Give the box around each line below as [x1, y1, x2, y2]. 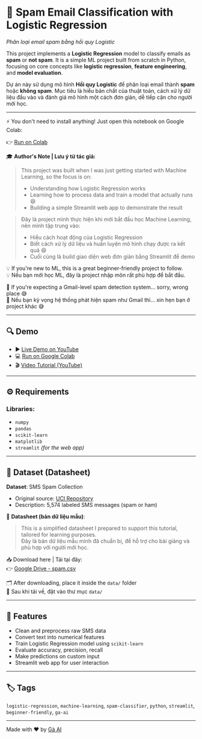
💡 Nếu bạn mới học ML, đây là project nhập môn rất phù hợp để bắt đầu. [6, 271, 185, 278]
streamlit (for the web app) [14, 444, 85, 451]
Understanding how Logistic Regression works [29, 184, 146, 192]
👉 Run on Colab [6, 138, 48, 145]
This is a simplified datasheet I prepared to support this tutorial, [20, 524, 179, 532]
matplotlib [14, 439, 43, 445]
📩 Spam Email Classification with [6, 5, 174, 19]
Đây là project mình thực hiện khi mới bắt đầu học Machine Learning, [20, 215, 192, 222]
